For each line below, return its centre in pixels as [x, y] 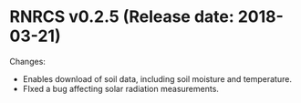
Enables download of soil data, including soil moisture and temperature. [157, 78]
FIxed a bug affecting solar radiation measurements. [120, 88]
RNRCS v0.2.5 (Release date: [122, 17]
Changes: [27, 61]
